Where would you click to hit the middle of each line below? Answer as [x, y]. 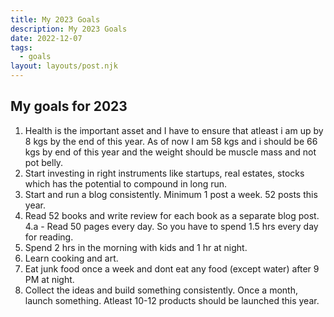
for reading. [49, 237]
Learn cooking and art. [71, 258]
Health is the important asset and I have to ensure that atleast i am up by [174, 130]
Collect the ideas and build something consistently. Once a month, [161, 290]
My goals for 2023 [69, 106]
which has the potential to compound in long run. [126, 183]
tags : [21, 47]
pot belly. [44, 162]
